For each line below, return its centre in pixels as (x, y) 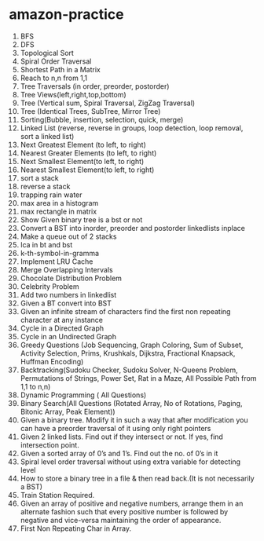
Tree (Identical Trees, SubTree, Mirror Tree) (90, 111)
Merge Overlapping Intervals (66, 269)
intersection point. (49, 444)
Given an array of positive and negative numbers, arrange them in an (132, 503)
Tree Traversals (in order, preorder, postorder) (95, 86)
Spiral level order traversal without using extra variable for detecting (130, 462)
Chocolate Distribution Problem (71, 278)
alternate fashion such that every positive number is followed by (124, 511)
